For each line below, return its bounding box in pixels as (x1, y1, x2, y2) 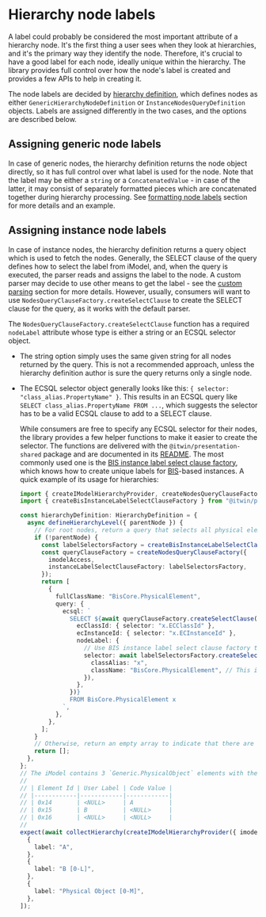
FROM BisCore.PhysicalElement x (70, 696, 177, 704)
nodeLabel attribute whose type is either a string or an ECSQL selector (8, 327, 236, 337)
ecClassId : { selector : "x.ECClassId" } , (76, 622, 215, 630)
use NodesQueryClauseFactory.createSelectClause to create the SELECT (8, 295, 243, 304)
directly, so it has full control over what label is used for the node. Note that (8, 166, 253, 176)
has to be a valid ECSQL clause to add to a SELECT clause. (19, 408, 212, 418)
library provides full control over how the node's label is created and (8, 65, 231, 75)
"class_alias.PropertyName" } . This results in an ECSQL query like (19, 392, 237, 401)
